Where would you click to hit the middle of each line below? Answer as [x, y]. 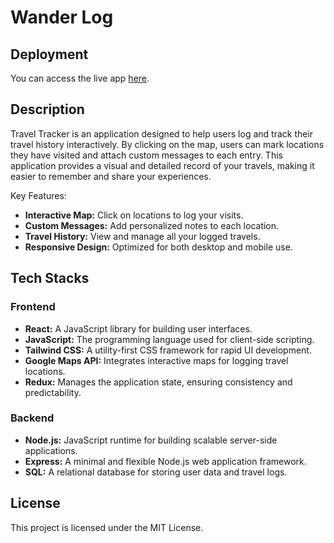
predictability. [53, 392]
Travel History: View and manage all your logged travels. [142, 236]
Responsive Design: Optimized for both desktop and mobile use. [158, 247]
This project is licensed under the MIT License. [107, 527]
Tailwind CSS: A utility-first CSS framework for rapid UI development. [168, 350]
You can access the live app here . [80, 78]
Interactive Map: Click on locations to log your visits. [134, 215]
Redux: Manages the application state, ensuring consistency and [158, 382]
